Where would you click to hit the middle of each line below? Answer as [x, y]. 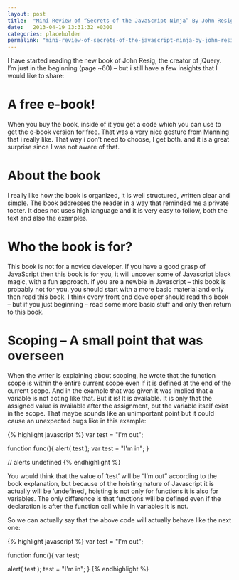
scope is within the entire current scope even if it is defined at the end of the [119, 383]
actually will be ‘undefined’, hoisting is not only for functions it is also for [113, 491]
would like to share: [36, 76]
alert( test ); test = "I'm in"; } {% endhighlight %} [78, 569]
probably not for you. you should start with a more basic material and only [116, 289]
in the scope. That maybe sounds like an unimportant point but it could [111, 413]
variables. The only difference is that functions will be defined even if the [114, 498]
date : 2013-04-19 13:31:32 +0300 [60, 27]
